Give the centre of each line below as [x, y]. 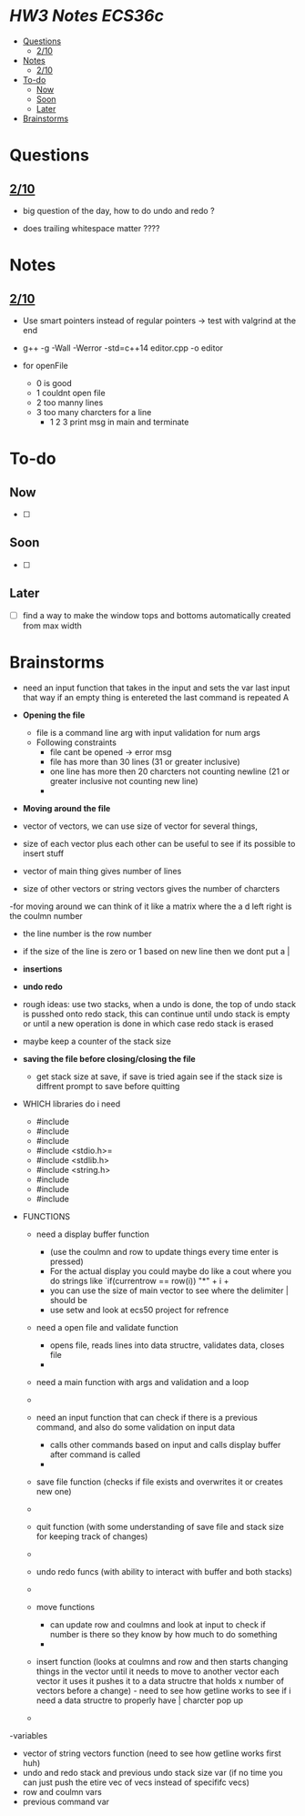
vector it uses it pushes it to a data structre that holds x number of [160, 1680]
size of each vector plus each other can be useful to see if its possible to [159, 843]
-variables [29, 1735]
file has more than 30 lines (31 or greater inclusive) [145, 761]
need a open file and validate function [107, 1327]
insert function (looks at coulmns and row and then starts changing [162, 1661]
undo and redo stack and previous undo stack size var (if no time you [152, 1772]
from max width [52, 626]
